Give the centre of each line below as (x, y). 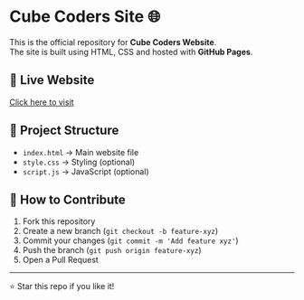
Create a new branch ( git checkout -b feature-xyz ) (120, 231)
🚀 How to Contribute (68, 199)
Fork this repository (59, 221)
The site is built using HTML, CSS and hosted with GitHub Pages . (131, 52)
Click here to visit (42, 102)
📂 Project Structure (64, 131)
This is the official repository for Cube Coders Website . (113, 42)
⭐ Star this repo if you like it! (62, 286)
